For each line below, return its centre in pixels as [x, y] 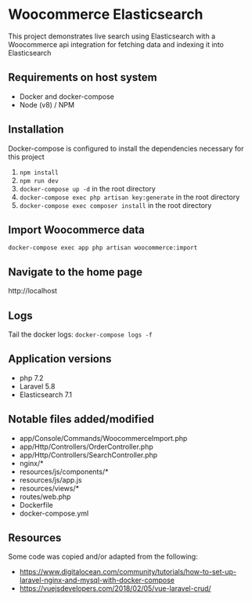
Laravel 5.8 [37, 386]
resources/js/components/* [64, 472]
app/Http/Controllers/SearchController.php [88, 455]
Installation [36, 130]
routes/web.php [45, 497]
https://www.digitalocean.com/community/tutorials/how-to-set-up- [128, 572]
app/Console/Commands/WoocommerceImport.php [103, 438]
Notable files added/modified [81, 419]
